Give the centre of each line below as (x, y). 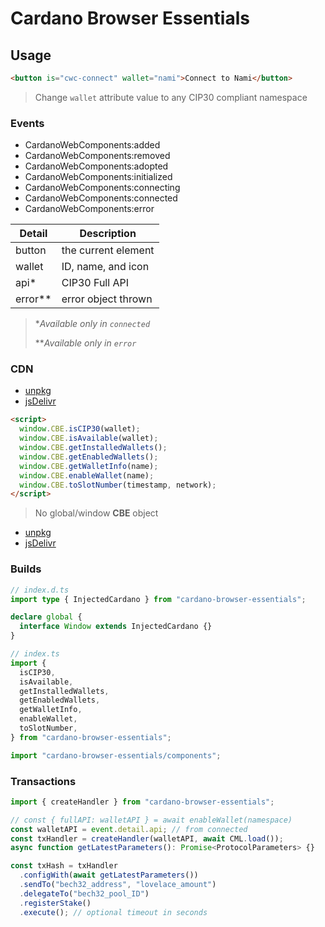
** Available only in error (85, 343)
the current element (108, 250)
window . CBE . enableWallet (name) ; (87, 475)
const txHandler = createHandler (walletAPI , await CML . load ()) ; (147, 838)
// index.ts (35, 654)
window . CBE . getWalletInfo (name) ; (89, 466)
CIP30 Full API (95, 283)
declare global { (46, 617)
